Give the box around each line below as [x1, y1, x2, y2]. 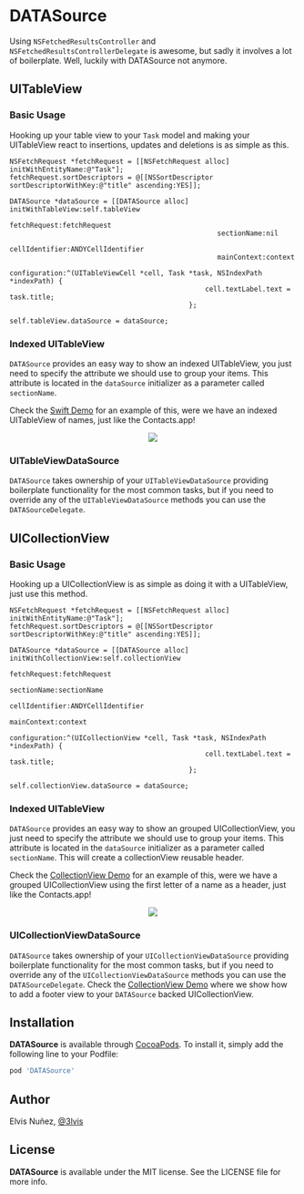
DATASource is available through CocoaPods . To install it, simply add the [9, 1039, 284, 1050]
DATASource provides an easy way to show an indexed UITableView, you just [9, 357, 292, 369]
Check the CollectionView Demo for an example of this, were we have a [9, 870, 278, 880]
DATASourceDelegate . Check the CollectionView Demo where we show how [9, 979, 289, 990]
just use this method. [9, 588, 88, 599]
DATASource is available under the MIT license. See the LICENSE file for [9, 1166, 281, 1177]
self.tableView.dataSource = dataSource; [9, 316, 169, 325]
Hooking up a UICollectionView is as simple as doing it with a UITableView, [9, 578, 289, 589]
